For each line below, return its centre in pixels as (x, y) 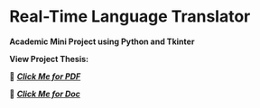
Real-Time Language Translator (130, 17)
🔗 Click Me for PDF (45, 76)
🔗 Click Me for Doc (45, 94)
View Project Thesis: (49, 58)
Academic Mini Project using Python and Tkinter (102, 41)
